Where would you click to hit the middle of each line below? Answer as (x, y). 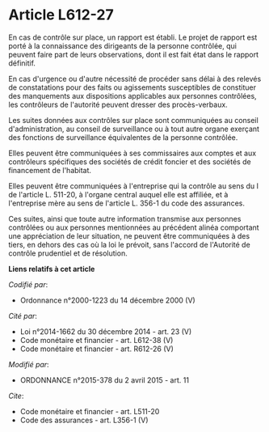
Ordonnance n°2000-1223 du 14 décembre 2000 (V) (107, 300)
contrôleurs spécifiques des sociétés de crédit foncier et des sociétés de (130, 161)
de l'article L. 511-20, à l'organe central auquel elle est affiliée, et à (118, 194)
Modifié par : (29, 364)
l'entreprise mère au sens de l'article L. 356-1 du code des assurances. (126, 203)
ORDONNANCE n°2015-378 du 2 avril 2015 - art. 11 (105, 380)
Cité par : (23, 316)
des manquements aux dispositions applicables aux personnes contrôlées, (132, 95)
